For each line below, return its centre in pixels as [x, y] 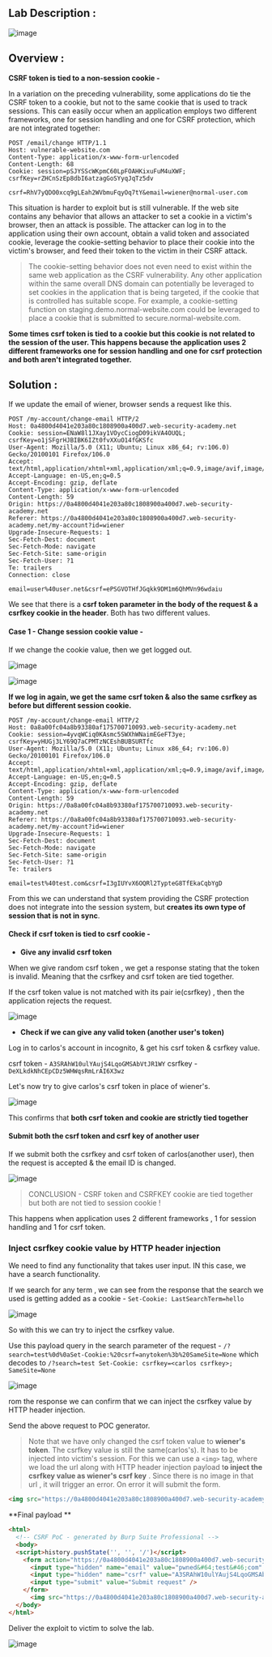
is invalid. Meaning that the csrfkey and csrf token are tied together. [121, 976]
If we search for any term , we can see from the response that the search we [136, 1290]
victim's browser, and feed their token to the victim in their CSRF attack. [128, 250]
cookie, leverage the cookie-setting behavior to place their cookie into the [132, 241]
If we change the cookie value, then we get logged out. [100, 649]
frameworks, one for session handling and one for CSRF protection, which [132, 119]
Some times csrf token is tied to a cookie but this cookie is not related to [132, 333]
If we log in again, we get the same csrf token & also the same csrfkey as [133, 697]
